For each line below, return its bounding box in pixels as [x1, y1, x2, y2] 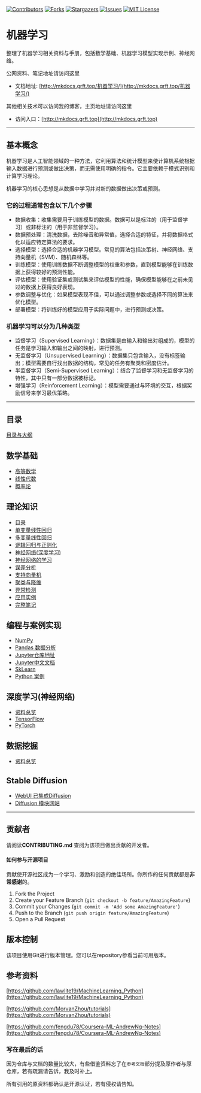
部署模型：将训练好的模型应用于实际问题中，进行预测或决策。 [14, 306, 167, 313]
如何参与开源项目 [6, 856, 48, 864]
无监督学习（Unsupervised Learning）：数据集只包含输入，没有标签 [14, 352, 181, 359]
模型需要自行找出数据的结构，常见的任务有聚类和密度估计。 [25, 359, 172, 367]
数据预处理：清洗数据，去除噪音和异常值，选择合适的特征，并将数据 [14, 231, 183, 238]
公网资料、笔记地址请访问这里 [6, 69, 80, 77]
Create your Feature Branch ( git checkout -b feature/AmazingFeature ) [14, 897, 191, 904]
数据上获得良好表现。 [25, 283, 78, 290]
